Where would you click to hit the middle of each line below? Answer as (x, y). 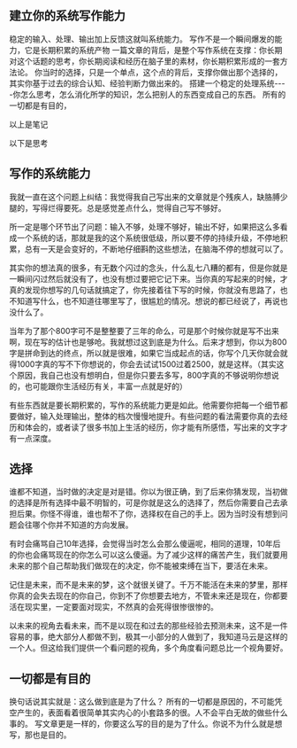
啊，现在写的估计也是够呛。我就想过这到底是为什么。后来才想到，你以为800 (148, 342)
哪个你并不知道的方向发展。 (83, 525)
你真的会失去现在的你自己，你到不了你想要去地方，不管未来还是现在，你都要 (148, 596)
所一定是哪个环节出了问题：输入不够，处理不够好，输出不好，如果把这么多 (145, 226)
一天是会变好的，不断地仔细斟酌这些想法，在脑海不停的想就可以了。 (164, 249)
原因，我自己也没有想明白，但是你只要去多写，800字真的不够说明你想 (144, 375)
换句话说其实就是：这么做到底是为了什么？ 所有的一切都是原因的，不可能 (142, 702)
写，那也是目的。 (40, 735)
